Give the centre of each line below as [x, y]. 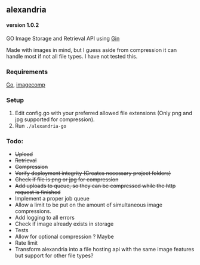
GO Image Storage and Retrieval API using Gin [63, 38]
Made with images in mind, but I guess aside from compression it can [92, 50]
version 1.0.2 [23, 25]
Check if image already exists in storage [64, 224]
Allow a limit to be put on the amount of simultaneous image [89, 205]
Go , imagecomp [26, 84]
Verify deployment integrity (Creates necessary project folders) [93, 173]
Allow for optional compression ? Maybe [64, 237]
